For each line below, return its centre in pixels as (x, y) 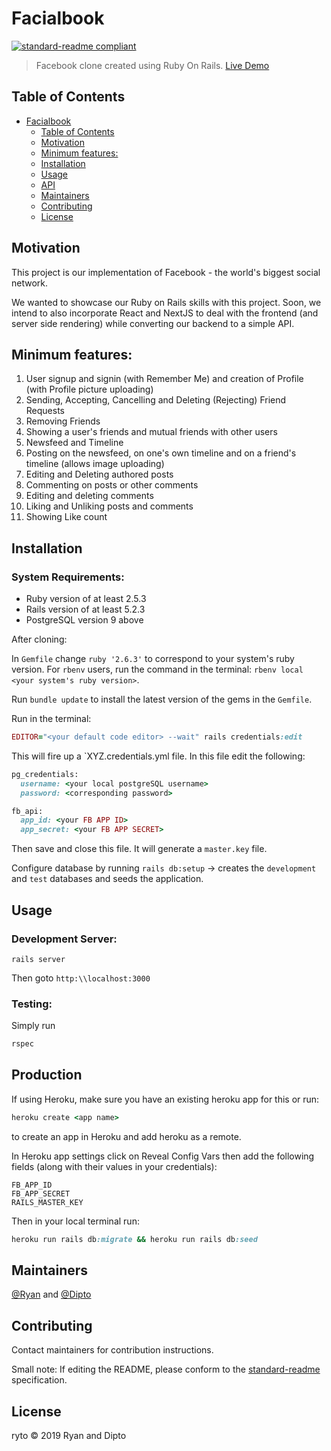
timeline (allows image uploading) (95, 464)
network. (30, 283)
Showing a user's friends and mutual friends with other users (151, 432)
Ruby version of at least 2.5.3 (86, 599)
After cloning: (39, 639)
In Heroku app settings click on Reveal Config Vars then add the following (163, 1156)
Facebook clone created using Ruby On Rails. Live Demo (152, 65)
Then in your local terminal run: (75, 1221)
